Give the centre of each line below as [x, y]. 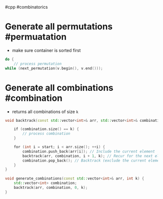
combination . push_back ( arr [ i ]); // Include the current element [89, 151]
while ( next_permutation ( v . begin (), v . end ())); [54, 68]
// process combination [46, 134]
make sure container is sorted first [46, 50]
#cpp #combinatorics [26, 7]
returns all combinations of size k [45, 112]
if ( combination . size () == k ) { [46, 129]
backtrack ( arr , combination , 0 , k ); [51, 187]
